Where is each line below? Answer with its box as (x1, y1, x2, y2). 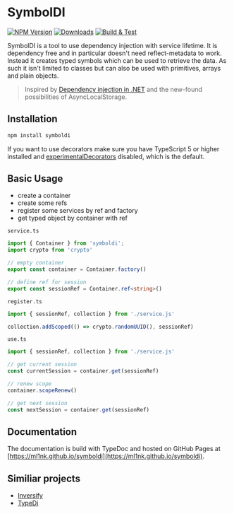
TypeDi (17, 499, 39, 508)
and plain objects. (7, 71, 59, 80)
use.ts (7, 336, 27, 343)
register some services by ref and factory (17, 206, 139, 215)
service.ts (7, 228, 39, 235)
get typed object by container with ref (17, 214, 128, 223)
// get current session (7, 361, 78, 368)
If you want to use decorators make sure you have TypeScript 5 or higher (7, 144, 220, 153)
